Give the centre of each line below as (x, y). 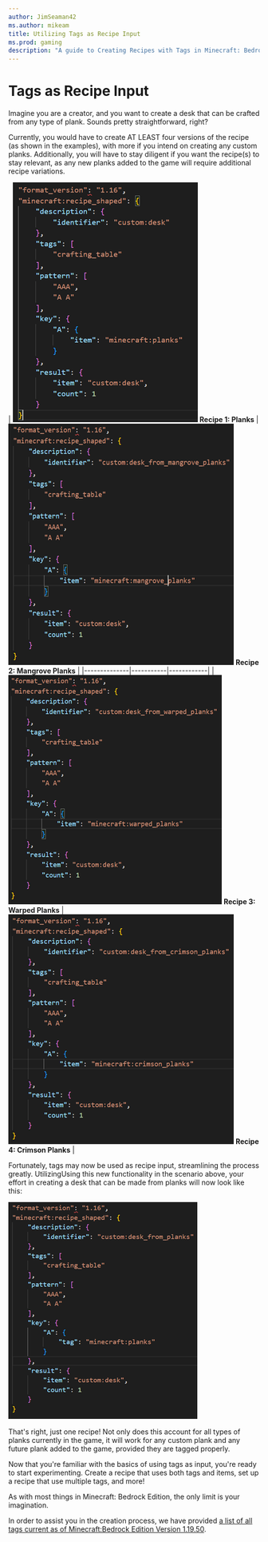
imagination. (29, 1505)
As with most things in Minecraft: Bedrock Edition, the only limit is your (124, 1497)
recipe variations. (37, 171)
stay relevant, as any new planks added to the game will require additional (130, 163)
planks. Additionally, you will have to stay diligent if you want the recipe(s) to (134, 154)
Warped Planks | (36, 910)
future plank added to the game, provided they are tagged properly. (119, 1449)
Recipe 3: (239, 902)
